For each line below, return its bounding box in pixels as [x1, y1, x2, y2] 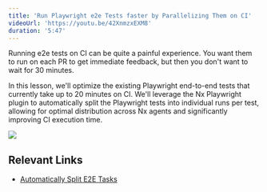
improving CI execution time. [8, 115, 102, 125]
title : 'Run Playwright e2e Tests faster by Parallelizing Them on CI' [8, 11, 252, 20]
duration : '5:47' [8, 26, 66, 34]
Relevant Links [8, 153, 83, 166]
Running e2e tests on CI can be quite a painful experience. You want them [8, 49, 253, 58]
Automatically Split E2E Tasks [19, 174, 118, 184]
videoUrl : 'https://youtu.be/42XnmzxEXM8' [8, 19, 152, 27]
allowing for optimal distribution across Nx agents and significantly [8, 106, 228, 116]
